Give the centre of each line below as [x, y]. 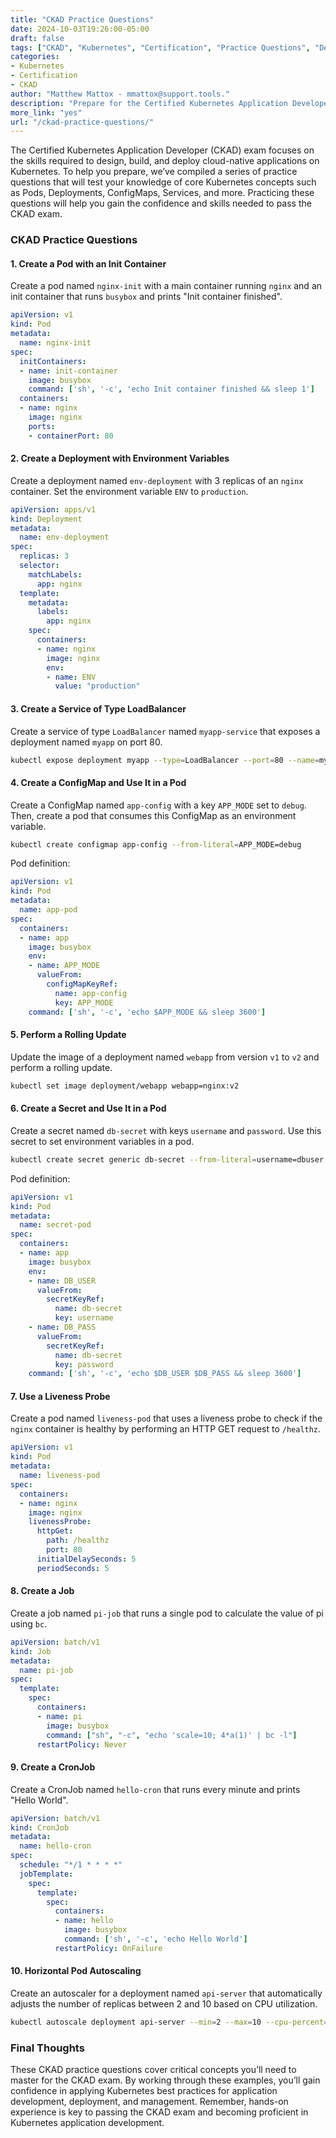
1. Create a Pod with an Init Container [88, 263]
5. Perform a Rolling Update [68, 1035]
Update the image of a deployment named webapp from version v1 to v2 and [165, 1057]
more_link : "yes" [46, 112]
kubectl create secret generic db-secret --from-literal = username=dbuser [167, 1159]
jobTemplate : [46, 1874]
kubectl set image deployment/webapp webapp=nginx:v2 [125, 1086]
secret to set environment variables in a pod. [102, 1141]
